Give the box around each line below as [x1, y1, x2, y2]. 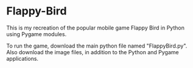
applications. [6, 55, 38, 62]
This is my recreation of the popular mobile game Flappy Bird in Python [6, 24, 184, 31]
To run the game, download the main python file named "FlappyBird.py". [6, 42, 188, 49]
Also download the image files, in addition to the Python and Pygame [6, 48, 179, 55]
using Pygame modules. [6, 30, 67, 37]
